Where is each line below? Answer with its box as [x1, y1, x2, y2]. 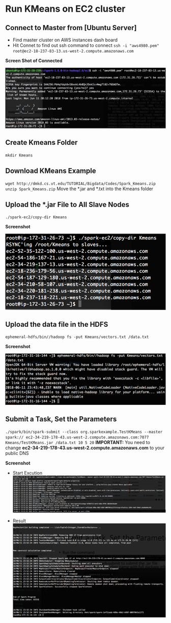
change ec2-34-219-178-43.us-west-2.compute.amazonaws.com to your [5, 445, 165, 451]
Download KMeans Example [5, 167, 96, 175]
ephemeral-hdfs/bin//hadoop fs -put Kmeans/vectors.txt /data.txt [5, 334, 149, 340]
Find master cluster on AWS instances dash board [12, 37, 118, 43]
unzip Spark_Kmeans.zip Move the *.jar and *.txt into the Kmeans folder [5, 186, 154, 192]
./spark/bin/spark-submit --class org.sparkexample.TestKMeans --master [5, 429, 163, 434]
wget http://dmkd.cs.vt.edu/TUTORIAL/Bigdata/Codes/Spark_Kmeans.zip [5, 181, 156, 186]
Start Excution [12, 470, 42, 476]
